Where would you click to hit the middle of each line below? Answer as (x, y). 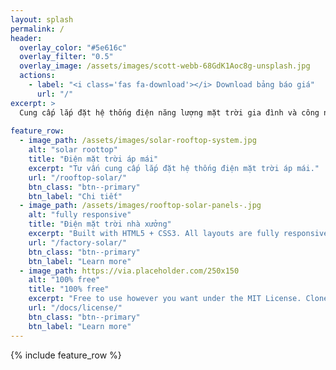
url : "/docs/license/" (75, 308)
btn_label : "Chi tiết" (75, 196)
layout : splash (42, 19)
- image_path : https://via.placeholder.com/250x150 (129, 271)
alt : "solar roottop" (73, 150)
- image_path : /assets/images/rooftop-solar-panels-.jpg (140, 206)
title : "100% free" (69, 289)
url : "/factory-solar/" (78, 242)
